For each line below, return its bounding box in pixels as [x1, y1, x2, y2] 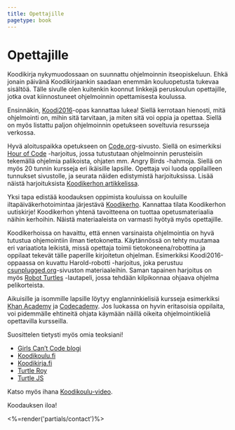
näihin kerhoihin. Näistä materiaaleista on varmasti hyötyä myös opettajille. [7, 215, 223, 224]
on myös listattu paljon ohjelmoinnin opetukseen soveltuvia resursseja [7, 121, 210, 130]
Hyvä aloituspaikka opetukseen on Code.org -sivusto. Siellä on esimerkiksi [7, 142, 222, 151]
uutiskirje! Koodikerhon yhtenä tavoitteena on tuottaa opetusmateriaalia [7, 208, 214, 216]
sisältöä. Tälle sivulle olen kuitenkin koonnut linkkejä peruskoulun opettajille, [7, 85, 227, 93]
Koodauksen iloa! [7, 401, 58, 410]
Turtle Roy [17, 366, 48, 375]
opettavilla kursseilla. [7, 317, 69, 325]
